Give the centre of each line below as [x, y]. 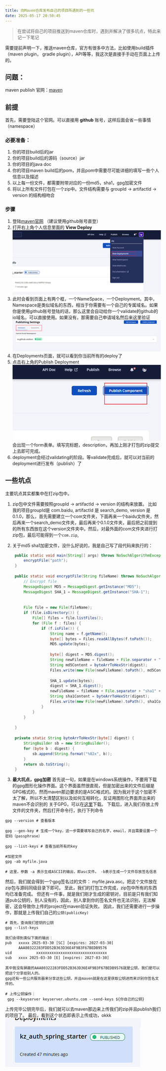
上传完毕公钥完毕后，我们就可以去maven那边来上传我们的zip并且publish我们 [83, 1009]
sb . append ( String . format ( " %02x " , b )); [72, 754]
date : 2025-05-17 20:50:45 [33, 16]
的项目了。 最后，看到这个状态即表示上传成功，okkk [58, 1016]
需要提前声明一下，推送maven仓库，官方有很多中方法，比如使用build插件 [80, 48]
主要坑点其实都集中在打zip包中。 [39, 493]
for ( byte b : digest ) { [49, 748]
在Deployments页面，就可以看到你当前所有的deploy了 [67, 356]
